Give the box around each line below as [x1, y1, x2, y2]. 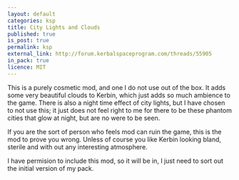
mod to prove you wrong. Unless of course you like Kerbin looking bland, [7, 135, 222, 144]
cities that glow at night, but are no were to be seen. [7, 114, 161, 122]
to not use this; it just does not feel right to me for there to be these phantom [7, 106, 232, 114]
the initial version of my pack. [7, 164, 94, 172]
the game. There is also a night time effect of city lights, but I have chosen [7, 98, 225, 107]
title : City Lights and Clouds [7, 24, 101, 31]
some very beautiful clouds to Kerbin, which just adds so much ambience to [7, 91, 230, 99]
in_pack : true [7, 57, 50, 64]
